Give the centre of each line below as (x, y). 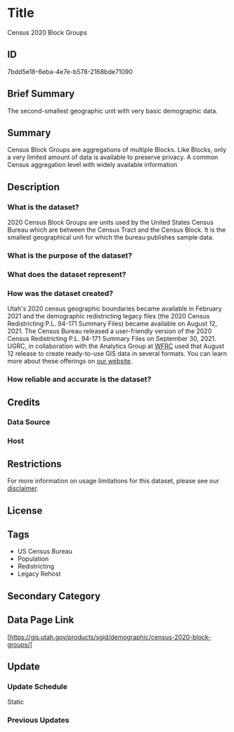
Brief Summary (41, 94)
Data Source (29, 422)
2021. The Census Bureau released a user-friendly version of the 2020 (110, 331)
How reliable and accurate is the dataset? (79, 380)
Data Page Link (41, 620)
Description (33, 187)
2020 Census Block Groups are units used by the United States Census (111, 223)
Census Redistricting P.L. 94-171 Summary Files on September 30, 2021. (112, 339)
